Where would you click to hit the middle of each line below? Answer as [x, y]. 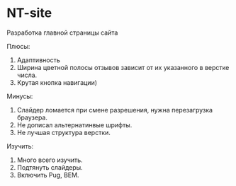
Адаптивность [39, 60]
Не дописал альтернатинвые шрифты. [74, 124]
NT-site [29, 13]
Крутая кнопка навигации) [57, 82]
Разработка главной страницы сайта [62, 33]
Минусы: [20, 96]
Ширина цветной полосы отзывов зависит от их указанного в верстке [123, 67]
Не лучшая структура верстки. [64, 132]
